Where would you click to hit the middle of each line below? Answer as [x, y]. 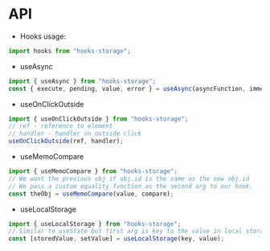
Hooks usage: [43, 36]
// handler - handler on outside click [75, 134]
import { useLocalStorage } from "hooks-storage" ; [95, 224]
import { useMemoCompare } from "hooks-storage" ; [93, 171]
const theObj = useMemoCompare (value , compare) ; [91, 194]
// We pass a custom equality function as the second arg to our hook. [131, 186]
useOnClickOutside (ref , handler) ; [66, 142]
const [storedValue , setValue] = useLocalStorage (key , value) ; [117, 239]
